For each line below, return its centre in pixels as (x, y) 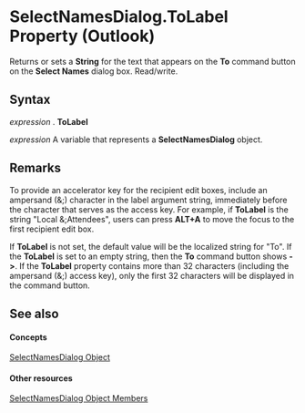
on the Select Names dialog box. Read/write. (94, 71)
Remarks (36, 168)
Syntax (30, 100)
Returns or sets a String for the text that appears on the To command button (152, 61)
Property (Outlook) (82, 36)
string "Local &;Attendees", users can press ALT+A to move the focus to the (152, 219)
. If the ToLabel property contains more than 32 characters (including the (152, 265)
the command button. (50, 285)
